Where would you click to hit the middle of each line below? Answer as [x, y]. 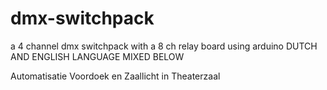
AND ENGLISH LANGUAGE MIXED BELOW [97, 56]
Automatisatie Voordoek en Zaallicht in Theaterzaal [115, 76]
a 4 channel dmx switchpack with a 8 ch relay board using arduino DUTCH [164, 46]
